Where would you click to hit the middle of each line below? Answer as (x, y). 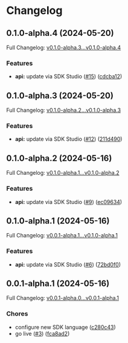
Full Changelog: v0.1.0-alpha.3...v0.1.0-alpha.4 (64, 47)
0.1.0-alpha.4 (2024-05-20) (60, 33)
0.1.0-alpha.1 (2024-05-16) (58, 221)
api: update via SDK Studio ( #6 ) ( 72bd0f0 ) (68, 264)
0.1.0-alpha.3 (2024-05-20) (60, 96)
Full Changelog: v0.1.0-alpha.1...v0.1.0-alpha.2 (63, 173)
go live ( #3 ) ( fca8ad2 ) (42, 333)
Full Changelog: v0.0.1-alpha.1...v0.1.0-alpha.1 (62, 236)
